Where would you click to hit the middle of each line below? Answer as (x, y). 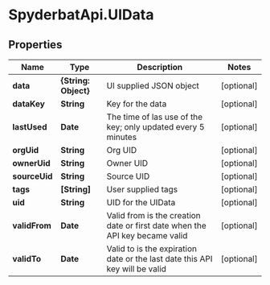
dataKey (29, 104)
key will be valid (137, 269)
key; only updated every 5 (155, 127)
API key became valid (147, 235)
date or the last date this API (160, 259)
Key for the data (137, 104)
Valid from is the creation (153, 215)
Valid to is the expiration (151, 249)
